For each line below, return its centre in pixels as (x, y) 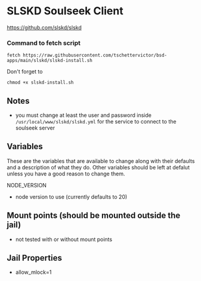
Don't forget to (25, 72)
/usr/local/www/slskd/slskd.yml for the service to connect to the (96, 122)
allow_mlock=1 (33, 272)
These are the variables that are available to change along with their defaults (101, 161)
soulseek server (35, 128)
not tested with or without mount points (64, 239)
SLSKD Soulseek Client (65, 11)
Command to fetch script (44, 43)
